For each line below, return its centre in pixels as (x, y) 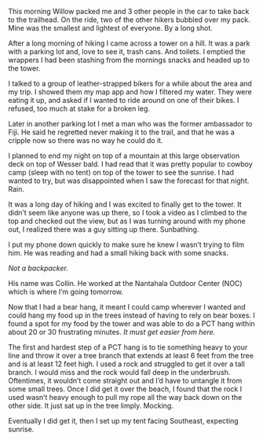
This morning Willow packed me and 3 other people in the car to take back (129, 11)
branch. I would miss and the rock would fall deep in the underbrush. (119, 372)
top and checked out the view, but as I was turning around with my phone (127, 221)
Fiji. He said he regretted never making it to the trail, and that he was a (122, 132)
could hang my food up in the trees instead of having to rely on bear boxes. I (131, 315)
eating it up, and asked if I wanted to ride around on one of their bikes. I (124, 100)
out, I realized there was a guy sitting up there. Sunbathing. (104, 229)
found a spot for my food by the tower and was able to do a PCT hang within (131, 324)
